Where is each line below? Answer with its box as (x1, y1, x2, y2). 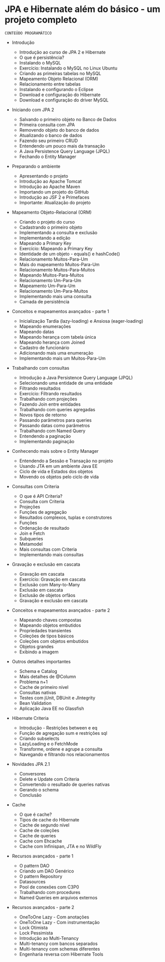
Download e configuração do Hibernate (19, 92, 101, 98)
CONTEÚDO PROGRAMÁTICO (4, 31, 52, 36)
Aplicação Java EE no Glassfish (19, 705, 84, 711)
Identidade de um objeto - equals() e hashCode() (19, 251, 120, 257)
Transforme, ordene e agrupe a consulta (19, 746, 103, 752)
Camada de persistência (19, 299, 70, 305)
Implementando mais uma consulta (19, 293, 92, 299)
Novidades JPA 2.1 (11, 761, 50, 767)
